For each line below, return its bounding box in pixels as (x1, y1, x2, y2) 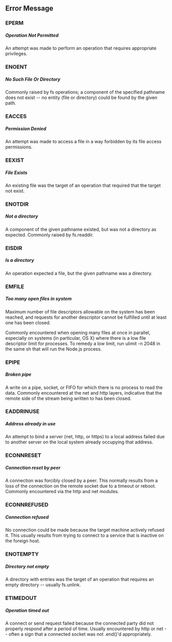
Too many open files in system (5, 296, 72, 302)
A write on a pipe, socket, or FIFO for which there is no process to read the (5, 384, 163, 391)
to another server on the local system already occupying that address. (5, 439, 154, 445)
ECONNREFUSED (5, 501, 49, 509)
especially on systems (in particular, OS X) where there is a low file (5, 335, 146, 341)
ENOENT (5, 64, 28, 71)
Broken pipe (5, 372, 32, 378)
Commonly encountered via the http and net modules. (5, 489, 119, 495)
